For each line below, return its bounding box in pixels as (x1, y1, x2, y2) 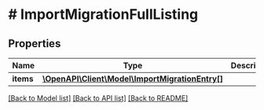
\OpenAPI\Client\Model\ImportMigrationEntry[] (42, 73, 224, 84)
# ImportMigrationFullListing (8, 5, 199, 24)
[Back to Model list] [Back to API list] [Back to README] (8, 93, 189, 103)
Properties (8, 37, 61, 50)
